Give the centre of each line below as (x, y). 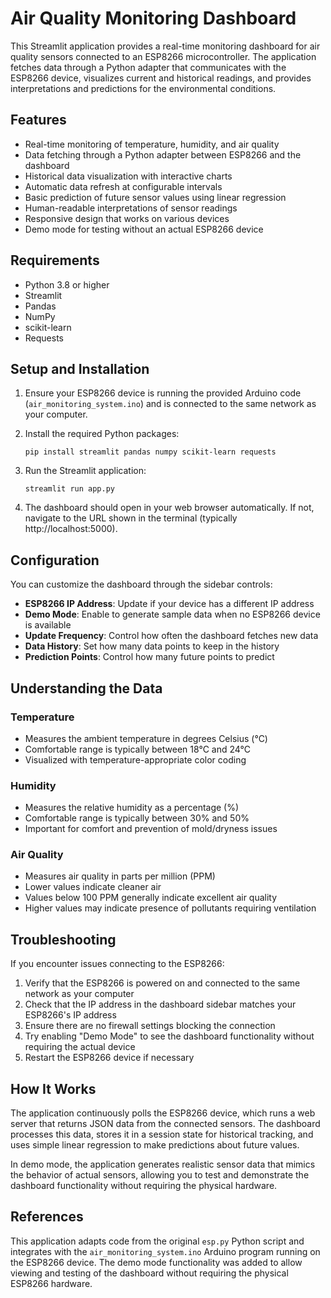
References (47, 1217)
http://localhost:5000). (71, 529)
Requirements (55, 260)
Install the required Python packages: (102, 434)
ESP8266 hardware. (51, 1283)
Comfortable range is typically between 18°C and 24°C (138, 749)
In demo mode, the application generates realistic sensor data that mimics (163, 1164)
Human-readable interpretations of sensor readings (131, 208)
